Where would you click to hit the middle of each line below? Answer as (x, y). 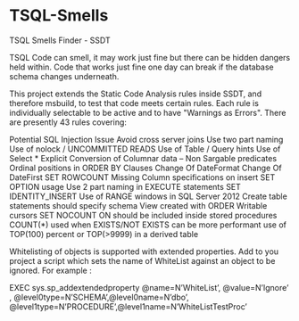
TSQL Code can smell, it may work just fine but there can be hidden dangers (150, 57)
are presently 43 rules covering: (68, 122)
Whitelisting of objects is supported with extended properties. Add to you (144, 251)
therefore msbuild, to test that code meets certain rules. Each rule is (134, 103)
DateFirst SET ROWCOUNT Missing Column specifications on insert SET (142, 177)
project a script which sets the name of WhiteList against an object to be (142, 260)
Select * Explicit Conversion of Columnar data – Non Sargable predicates (143, 158)
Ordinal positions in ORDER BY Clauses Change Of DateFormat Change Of (146, 168)
